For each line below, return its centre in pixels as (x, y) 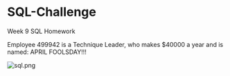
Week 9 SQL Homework (41, 31)
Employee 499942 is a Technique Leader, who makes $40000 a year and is (115, 44)
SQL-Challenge (52, 12)
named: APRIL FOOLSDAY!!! (47, 52)
